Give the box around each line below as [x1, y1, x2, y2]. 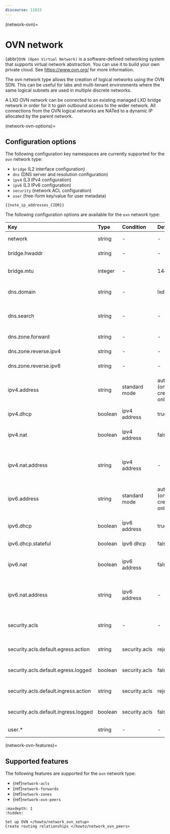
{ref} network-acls [12, 780, 50, 786]
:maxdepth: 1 [5, 806, 33, 811]
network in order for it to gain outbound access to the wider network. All [5, 102, 156, 108]
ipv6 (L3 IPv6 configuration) [12, 182, 72, 188]
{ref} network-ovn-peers [12, 797, 61, 803]
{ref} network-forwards [12, 785, 59, 792]
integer [98, 268, 115, 275]
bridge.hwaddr [8, 250, 43, 257]
